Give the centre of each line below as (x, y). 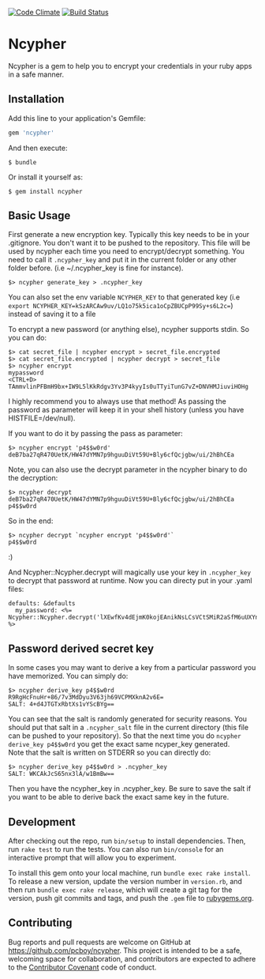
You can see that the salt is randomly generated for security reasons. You (127, 719)
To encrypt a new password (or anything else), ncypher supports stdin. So (129, 329)
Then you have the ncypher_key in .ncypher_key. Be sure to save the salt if (130, 789)
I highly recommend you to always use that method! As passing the (117, 401)
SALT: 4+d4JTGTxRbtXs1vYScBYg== (61, 704)
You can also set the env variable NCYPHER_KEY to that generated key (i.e (124, 297)
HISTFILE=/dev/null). (42, 418)
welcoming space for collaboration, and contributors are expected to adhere (132, 958)
